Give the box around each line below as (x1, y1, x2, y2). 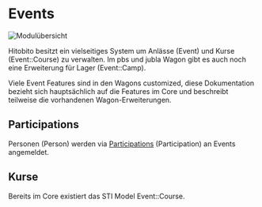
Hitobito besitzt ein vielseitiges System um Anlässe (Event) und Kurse (8, 46, 235, 55)
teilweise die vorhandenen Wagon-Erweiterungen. (8, 95, 172, 104)
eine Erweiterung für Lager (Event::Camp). (8, 62, 146, 72)
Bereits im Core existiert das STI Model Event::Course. (8, 191, 185, 201)
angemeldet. (8, 147, 50, 156)
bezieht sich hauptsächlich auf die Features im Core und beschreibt (8, 86, 229, 96)
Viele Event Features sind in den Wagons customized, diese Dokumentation (8, 78, 255, 88)
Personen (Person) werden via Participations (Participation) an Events (8, 139, 236, 149)
